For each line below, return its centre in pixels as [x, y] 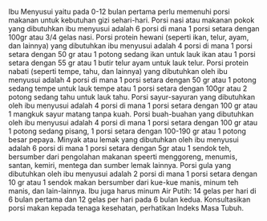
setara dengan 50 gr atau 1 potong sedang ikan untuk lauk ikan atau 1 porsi [132, 54]
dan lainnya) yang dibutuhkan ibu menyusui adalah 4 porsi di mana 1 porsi [130, 46]
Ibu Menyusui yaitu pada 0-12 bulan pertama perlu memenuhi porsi [119, 12]
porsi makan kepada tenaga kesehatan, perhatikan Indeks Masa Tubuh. [126, 208]
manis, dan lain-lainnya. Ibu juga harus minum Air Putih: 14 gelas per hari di [132, 191]
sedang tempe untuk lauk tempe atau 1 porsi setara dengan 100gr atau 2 [128, 88]
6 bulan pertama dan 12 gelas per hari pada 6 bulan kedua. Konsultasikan [129, 199]
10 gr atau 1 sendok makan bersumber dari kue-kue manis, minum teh [123, 182]
